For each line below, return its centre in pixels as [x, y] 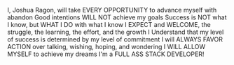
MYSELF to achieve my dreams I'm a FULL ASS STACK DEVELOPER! [106, 54]
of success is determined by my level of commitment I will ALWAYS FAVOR [115, 39]
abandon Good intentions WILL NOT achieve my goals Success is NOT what [117, 17]
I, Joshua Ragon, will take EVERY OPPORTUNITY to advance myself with [112, 10]
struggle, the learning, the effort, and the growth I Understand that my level [116, 32]
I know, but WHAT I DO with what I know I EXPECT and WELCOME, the [109, 25]
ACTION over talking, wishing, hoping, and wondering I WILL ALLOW [106, 47]
